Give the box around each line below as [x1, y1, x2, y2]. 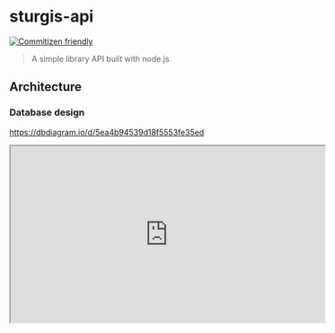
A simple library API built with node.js [31, 53, 170, 64]
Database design [9, 106, 85, 118]
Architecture [9, 79, 83, 95]
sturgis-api [9, 6, 94, 27]
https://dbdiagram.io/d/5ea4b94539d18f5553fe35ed [9, 127, 205, 137]
